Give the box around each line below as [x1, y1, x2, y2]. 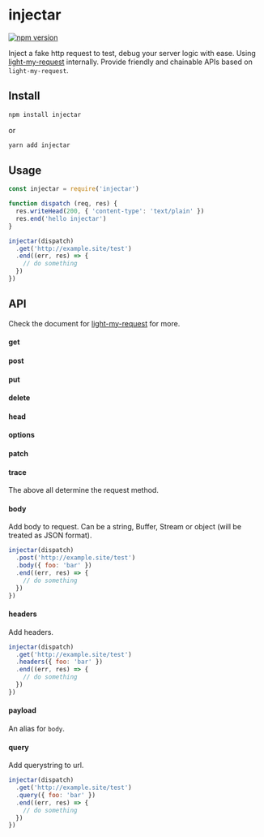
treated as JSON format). [8, 530, 92, 541]
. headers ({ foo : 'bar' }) [15, 658, 104, 667]
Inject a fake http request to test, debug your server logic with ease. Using [8, 48, 257, 58]
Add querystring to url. [8, 761, 84, 770]
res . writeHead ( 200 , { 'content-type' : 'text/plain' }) [15, 207, 205, 216]
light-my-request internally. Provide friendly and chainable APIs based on [8, 57, 253, 67]
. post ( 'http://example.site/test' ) [15, 554, 136, 562]
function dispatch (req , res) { [8, 200, 117, 208]
